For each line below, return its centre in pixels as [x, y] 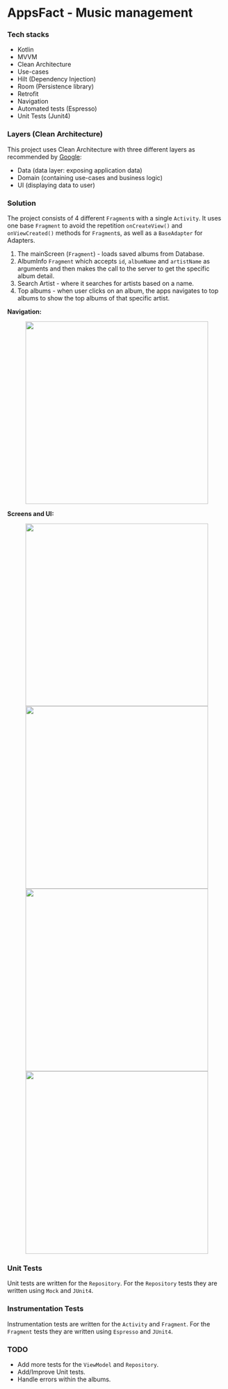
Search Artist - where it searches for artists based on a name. [106, 284]
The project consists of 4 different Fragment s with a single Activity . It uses [114, 218]
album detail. [36, 276]
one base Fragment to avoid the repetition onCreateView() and [95, 226]
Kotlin [25, 49]
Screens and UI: [31, 514]
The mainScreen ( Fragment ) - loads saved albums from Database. [111, 254]
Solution [22, 203]
